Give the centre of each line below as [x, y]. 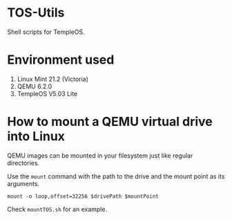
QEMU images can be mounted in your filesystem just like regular [100, 155]
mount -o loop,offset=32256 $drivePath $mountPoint [83, 196]
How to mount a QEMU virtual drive [110, 122]
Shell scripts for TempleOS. [46, 32]
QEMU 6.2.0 [35, 86]
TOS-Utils [36, 13]
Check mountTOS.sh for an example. [57, 209]
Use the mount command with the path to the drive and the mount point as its [116, 176]
